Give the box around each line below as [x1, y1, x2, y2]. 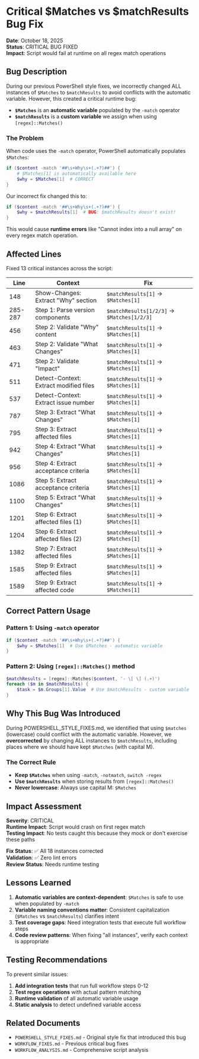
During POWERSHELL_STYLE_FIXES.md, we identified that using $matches [6, 724, 187, 731]
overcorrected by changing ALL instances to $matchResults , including [6, 737, 177, 744]
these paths [6, 836, 36, 843]
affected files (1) [35, 517, 82, 526]
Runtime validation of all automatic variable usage [14, 994, 139, 1002]
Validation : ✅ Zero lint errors [6, 854, 77, 861]
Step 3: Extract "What [35, 408, 96, 416]
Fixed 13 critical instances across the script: [6, 264, 113, 271]
